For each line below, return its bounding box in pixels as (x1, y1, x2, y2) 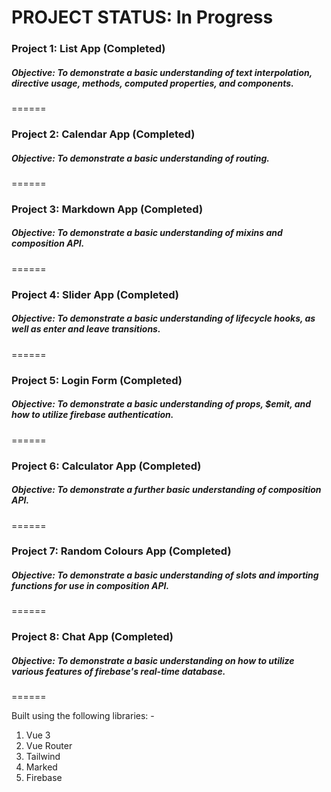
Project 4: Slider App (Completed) (11, 287, 179, 301)
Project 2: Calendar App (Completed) (11, 127, 196, 141)
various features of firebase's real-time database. (11, 665, 226, 677)
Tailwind (25, 751, 61, 763)
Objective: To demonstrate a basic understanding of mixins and (11, 227, 283, 239)
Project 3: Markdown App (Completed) (11, 202, 204, 216)
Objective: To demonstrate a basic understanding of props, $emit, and (11, 398, 312, 410)
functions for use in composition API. (11, 580, 170, 592)
